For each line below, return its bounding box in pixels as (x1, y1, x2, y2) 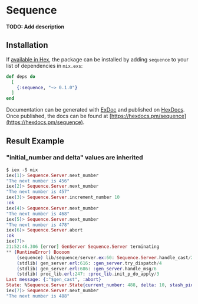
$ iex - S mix (6, 166, 38, 173)
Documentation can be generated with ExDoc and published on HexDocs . (6, 106, 185, 113)
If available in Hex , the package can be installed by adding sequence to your (6, 55, 189, 63)
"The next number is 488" (6, 293, 70, 299)
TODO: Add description (6, 23, 65, 30)
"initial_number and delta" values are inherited (6, 153, 143, 162)
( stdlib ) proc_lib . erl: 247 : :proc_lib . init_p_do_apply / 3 (16, 271, 160, 277)
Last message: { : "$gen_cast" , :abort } (6, 277, 101, 283)
